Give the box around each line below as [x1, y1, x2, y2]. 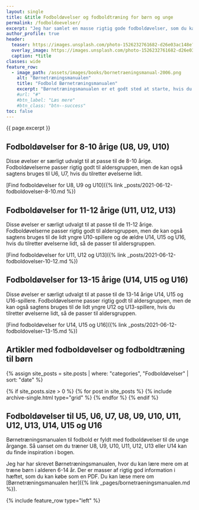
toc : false [6, 108, 33, 114]
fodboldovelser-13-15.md [6, 328, 67, 335]
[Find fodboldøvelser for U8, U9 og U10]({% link [6, 182, 123, 189]
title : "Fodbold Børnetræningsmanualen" [17, 81, 118, 87]
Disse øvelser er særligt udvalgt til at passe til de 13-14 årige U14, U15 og [6, 291, 184, 298]
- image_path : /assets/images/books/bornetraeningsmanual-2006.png [11, 70, 182, 75]
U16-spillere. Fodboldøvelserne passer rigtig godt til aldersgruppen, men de [6, 297, 191, 304]
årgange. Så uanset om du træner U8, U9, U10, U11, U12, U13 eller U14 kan [6, 442, 187, 449]
